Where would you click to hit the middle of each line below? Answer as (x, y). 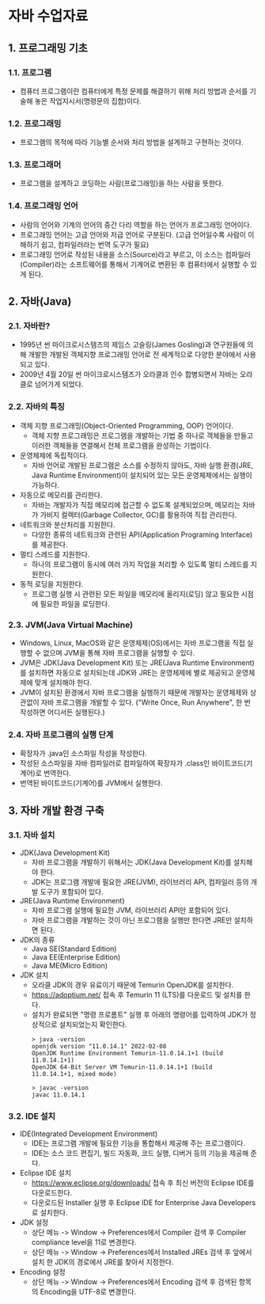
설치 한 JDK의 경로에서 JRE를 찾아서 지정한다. (102, 1262)
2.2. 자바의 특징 (37, 407)
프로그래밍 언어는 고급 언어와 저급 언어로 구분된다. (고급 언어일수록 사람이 (133, 234)
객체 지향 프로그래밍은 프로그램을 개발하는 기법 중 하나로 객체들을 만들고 (142, 435)
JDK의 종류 (37, 940)
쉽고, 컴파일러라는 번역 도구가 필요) (95, 244)
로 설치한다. (49, 1213)
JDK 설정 (34, 1222)
